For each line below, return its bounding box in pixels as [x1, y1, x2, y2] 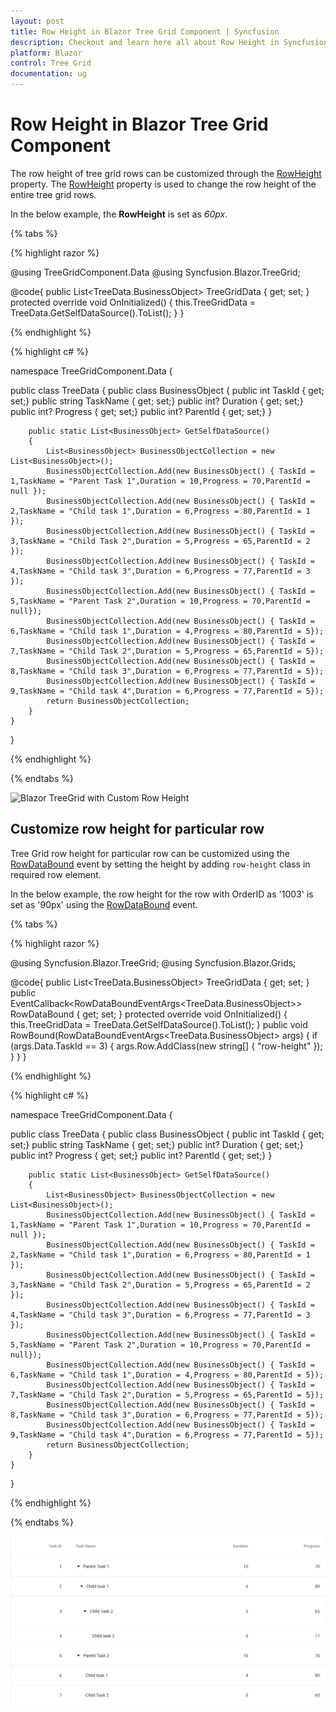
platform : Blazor [10, 48, 83, 58]
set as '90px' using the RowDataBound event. [10, 898, 198, 910]
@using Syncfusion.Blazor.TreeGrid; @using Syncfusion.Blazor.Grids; [10, 956, 297, 969]
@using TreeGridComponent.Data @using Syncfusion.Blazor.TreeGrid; [10, 266, 301, 278]
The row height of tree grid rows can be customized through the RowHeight [10, 167, 322, 179]
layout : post [10, 16, 65, 26]
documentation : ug [10, 69, 87, 79]
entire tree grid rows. [10, 188, 97, 200]
